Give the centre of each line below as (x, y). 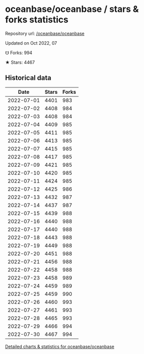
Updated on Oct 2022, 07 (31, 43)
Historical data (28, 78)
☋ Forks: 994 (19, 53)
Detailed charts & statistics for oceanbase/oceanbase (60, 347)
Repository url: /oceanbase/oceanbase (45, 33)
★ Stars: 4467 (20, 62)
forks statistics (37, 20)
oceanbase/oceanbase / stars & (72, 9)
